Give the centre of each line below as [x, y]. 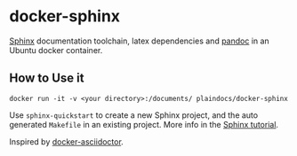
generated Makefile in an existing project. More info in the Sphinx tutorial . [144, 124]
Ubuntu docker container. [56, 50]
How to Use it [47, 78]
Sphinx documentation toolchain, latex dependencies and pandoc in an [139, 41]
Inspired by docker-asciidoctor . [67, 141]
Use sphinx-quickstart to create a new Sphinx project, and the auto [134, 115]
